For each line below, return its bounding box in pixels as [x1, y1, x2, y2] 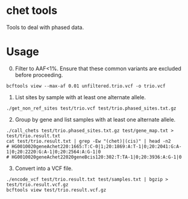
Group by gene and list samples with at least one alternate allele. [14, 116, 176, 123]
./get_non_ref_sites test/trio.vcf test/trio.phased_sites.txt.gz [6, 105, 177, 111]
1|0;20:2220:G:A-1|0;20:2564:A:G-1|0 [6, 149, 101, 155]
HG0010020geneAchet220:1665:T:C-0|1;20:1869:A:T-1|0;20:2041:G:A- [11, 143, 182, 149]
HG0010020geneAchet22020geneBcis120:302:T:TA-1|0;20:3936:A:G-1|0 [11, 154, 182, 160]
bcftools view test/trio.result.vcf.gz [6, 187, 107, 193]
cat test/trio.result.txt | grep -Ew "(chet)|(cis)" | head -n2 [6, 138, 171, 144]
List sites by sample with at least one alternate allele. [14, 93, 146, 100]
